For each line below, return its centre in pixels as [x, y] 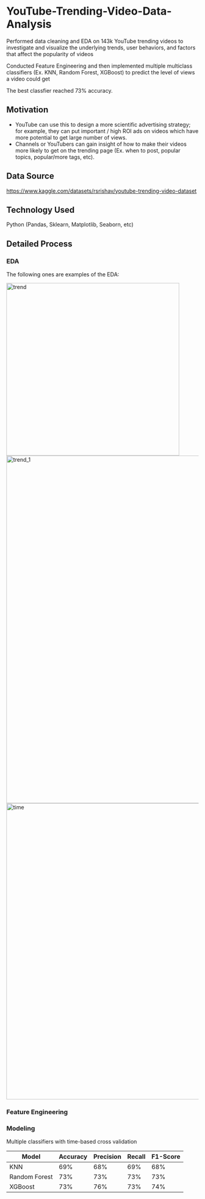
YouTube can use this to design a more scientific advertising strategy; [103, 124]
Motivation [27, 110]
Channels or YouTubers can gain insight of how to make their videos [101, 144]
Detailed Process [39, 244]
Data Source [30, 176]
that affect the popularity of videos [50, 54]
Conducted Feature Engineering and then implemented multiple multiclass [99, 66]
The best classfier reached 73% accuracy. [59, 90]
